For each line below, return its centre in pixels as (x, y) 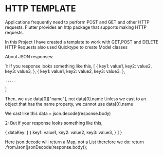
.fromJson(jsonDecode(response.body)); (46, 147)
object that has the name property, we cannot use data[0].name (69, 104)
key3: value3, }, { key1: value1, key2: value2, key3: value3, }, (65, 71)
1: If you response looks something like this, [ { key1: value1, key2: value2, (79, 66)
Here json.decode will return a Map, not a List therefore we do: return (74, 142)
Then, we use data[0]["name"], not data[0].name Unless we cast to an (76, 99)
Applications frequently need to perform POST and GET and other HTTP (77, 22)
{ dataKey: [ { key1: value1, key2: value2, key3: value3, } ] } (63, 132)
